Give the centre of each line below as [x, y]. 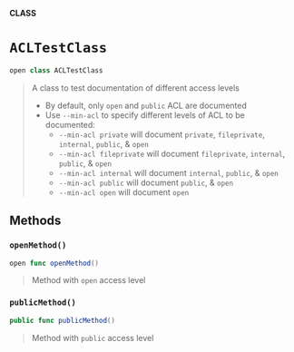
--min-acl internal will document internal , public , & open [169, 172]
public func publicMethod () [63, 320]
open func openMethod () [54, 263]
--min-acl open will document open [124, 192]
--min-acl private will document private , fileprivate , [162, 134]
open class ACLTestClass [56, 70]
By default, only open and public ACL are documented [146, 105]
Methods [35, 221]
